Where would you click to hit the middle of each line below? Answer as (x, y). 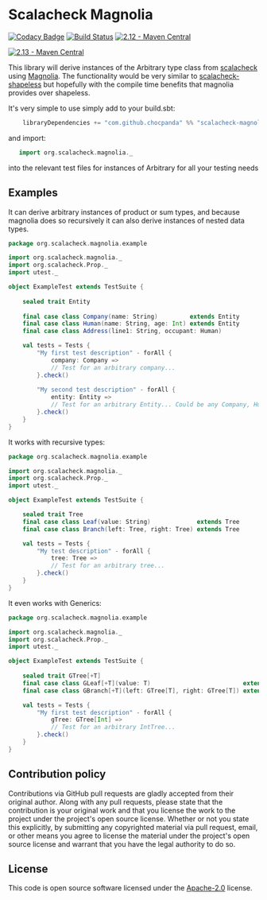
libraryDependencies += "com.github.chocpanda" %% (108, 122)
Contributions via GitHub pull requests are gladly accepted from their (121, 793)
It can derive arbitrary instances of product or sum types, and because (124, 211)
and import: (27, 138)
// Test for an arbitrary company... (113, 367)
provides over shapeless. (49, 92)
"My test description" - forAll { (94, 551)
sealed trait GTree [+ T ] (62, 676)
